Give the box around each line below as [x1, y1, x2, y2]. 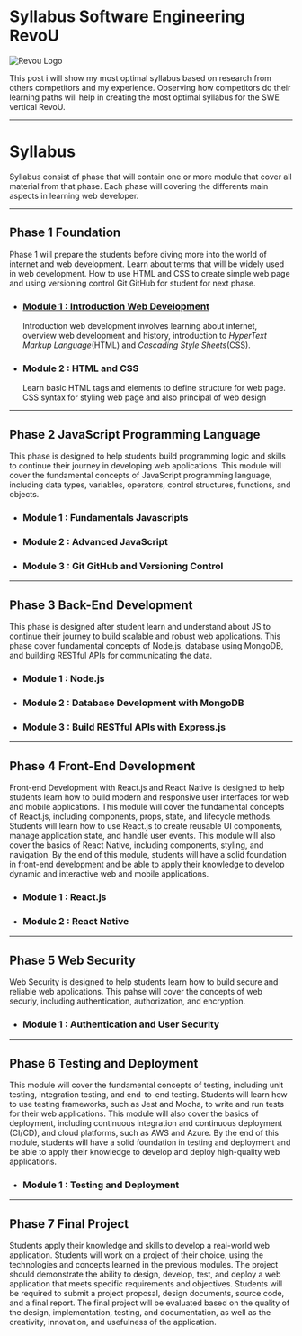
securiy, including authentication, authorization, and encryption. [9, 995, 246, 1006]
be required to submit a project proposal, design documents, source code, [9, 1288, 285, 1299]
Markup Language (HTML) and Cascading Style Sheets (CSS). [22, 340, 252, 350]
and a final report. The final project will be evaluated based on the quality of [9, 1297, 290, 1308]
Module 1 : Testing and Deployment [22, 1178, 180, 1191]
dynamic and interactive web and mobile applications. [9, 868, 209, 879]
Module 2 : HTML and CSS [22, 362, 139, 375]
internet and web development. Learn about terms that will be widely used [9, 259, 285, 269]
